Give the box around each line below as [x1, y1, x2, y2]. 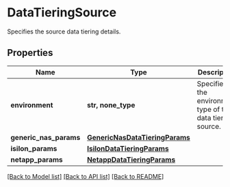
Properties [7, 47, 53, 59]
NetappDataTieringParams [86, 155, 176, 164]
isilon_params [10, 143, 57, 153]
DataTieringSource [7, 5, 117, 20]
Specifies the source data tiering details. [7, 27, 121, 35]
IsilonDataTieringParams [86, 143, 169, 153]
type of [196, 104, 220, 114]
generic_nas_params [10, 132, 81, 142]
